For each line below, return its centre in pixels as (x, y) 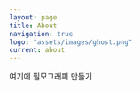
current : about (37, 50)
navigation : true (41, 34)
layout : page (33, 17)
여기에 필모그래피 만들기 (51, 77)
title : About (33, 26)
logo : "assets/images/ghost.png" (71, 42)
